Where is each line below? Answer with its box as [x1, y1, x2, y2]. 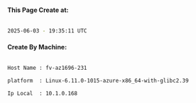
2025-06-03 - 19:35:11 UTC [7, 28, 87, 35]
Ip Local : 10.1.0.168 [7, 90, 78, 97]
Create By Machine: [7, 42, 67, 51]
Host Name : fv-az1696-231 [7, 64, 87, 72]
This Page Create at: [7, 6, 69, 14]
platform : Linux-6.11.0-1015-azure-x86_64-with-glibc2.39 [7, 78, 190, 85]
